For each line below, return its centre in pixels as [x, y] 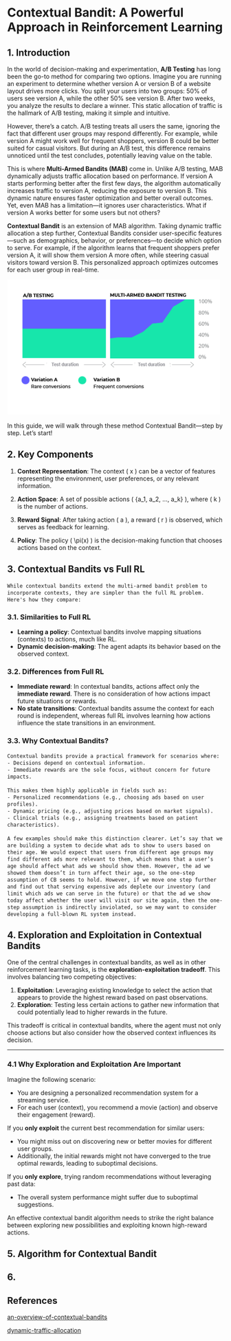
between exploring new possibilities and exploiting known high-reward [107, 1225]
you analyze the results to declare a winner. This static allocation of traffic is [115, 106]
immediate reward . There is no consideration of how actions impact [114, 694]
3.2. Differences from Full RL [56, 672]
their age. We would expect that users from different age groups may [110, 852]
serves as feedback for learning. [63, 527]
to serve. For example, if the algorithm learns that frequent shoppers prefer [113, 248]
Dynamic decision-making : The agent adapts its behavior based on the [119, 646]
